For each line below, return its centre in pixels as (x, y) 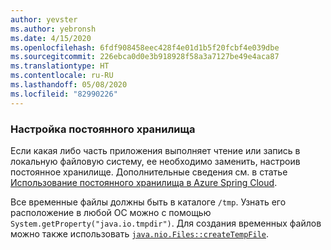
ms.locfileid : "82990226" (64, 94)
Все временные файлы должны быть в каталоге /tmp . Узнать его (148, 202)
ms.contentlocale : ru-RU (62, 76)
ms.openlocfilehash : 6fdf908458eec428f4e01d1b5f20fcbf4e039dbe (145, 47)
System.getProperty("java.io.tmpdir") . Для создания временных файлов (166, 223)
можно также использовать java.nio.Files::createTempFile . (140, 233)
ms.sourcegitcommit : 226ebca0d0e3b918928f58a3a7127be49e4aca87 (145, 57)
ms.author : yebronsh (53, 29)
